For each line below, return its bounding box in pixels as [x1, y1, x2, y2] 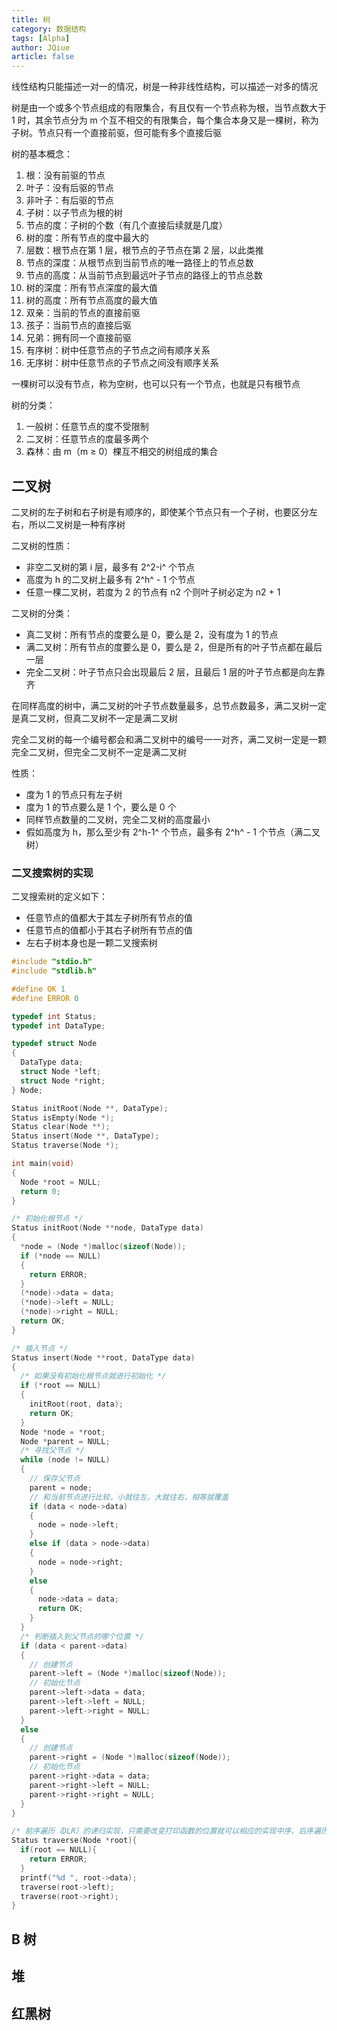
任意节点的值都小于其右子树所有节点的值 [25, 924, 193, 936]
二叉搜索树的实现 [11, 866, 94, 880]
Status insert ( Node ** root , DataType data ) [11, 1352, 196, 1363]
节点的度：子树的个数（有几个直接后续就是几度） [25, 219, 228, 231]
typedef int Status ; [11, 1011, 98, 1021]
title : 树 [11, 14, 51, 25]
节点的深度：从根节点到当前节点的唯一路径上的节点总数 [25, 257, 254, 269]
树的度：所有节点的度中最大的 [25, 232, 149, 244]
